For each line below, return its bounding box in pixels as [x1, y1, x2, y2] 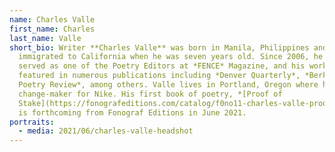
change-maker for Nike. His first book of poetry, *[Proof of [18, 89, 283, 99]
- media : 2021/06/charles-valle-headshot [18, 126, 194, 136]
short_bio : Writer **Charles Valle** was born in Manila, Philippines [9, 42, 310, 53]
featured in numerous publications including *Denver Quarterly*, [18, 71, 301, 81]
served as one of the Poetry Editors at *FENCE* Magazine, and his [18, 61, 306, 71]
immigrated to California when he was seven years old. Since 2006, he [18, 52, 324, 62]
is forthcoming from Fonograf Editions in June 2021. [18, 107, 247, 118]
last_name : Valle [9, 33, 82, 43]
